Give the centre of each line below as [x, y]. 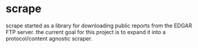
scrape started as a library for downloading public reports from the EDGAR [99, 26]
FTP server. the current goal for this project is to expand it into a [86, 32]
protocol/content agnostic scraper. [49, 38]
